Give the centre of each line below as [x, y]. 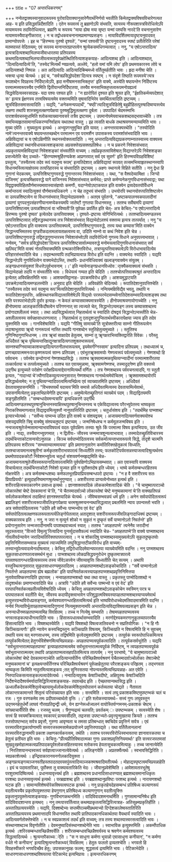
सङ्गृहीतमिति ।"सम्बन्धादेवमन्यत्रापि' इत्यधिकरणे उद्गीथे [50, 399]
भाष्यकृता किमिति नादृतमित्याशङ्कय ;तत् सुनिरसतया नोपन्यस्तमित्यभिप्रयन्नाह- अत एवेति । [77, 670]
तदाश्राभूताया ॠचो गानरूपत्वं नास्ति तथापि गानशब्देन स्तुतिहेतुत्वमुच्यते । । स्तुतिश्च [71, 330]
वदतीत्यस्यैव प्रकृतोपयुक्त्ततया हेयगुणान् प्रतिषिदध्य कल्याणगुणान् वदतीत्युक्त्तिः [64, 791]
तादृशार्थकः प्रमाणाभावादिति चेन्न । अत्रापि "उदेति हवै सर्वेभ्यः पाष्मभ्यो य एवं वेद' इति [69, 583]
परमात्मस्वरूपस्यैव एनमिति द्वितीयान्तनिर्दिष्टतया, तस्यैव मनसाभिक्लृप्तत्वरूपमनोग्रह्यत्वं [71, 87]
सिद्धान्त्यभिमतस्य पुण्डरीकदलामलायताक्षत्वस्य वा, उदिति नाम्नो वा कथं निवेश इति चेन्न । [73, 231]
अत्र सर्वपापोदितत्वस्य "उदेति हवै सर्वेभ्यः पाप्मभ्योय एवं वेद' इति [54, 508]
